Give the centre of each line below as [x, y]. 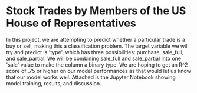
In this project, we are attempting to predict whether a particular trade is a [96, 39]
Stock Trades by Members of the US [96, 11]
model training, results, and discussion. [54, 83]
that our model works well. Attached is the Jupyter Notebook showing [91, 77]
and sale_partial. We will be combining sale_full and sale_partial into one [94, 58]
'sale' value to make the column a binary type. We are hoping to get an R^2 [97, 64]
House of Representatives [71, 23]
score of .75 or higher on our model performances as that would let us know [99, 71]
